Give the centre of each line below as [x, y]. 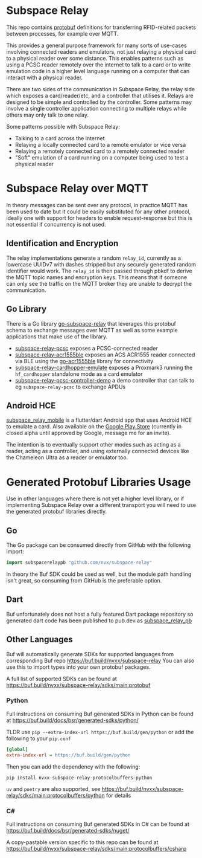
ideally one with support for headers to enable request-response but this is [99, 218]
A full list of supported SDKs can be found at [62, 679]
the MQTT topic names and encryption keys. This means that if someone [97, 277]
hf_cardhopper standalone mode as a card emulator [79, 374]
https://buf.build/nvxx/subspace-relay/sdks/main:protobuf [78, 685]
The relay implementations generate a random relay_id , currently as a [94, 258]
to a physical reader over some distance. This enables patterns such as [95, 58]
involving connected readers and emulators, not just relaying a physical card [101, 51]
